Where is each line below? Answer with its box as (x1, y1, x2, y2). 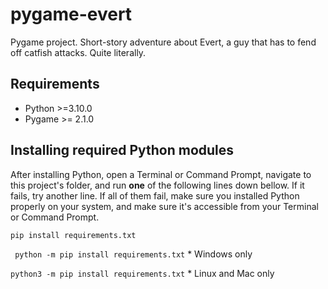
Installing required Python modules (10, 142, 235, 159)
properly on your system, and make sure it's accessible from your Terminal (10, 200, 319, 212)
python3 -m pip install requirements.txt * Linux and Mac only (10, 267, 275, 279)
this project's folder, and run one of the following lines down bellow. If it (10, 179, 305, 191)
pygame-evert (10, 3, 133, 26)
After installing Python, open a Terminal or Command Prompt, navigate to (10, 168, 312, 180)
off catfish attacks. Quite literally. (10, 46, 147, 58)
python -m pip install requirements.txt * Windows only (14, 248, 253, 260)
